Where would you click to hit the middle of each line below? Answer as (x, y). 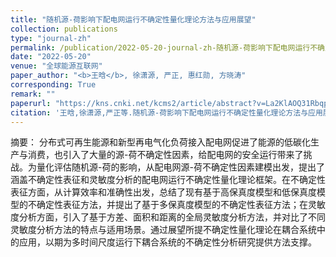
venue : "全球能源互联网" (56, 66)
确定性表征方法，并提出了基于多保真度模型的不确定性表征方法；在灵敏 (181, 205)
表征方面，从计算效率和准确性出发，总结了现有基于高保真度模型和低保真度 (163, 192)
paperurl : (31, 103)
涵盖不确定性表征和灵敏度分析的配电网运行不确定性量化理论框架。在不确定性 (168, 180)
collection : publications (64, 29)
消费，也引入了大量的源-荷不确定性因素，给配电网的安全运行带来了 (165, 155)
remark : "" (33, 94)
